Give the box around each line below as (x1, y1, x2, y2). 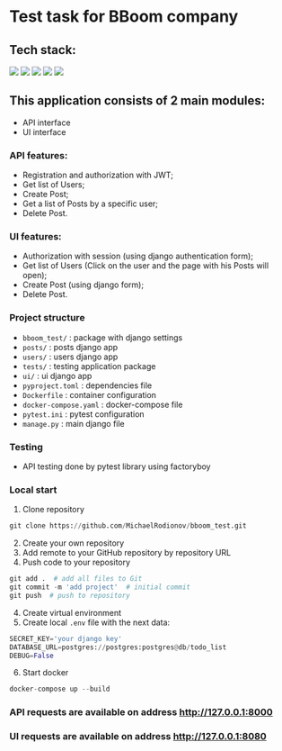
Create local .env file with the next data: (22, 617, 171, 628)
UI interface (22, 126, 66, 137)
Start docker (22, 667, 69, 678)
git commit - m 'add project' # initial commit (9, 583, 191, 592)
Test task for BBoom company (9, 6, 239, 27)
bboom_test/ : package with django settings (22, 331, 183, 343)
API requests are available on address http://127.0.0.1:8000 (9, 706, 274, 719)
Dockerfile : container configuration (22, 389, 157, 400)
